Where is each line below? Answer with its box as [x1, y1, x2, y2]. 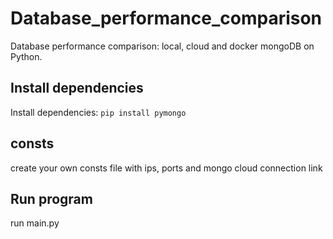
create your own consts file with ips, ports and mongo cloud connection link [10, 162, 323, 174]
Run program [10, 190, 93, 207]
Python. [10, 50, 43, 62]
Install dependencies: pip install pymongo [10, 106, 187, 118]
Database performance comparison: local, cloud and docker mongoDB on [10, 40, 315, 52]
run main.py [10, 217, 60, 229]
